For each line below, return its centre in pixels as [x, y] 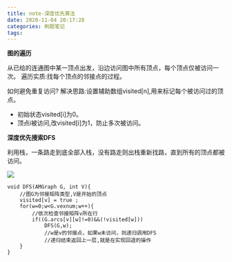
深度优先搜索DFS [31, 138]
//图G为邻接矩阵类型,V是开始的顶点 [63, 194]
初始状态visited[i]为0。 [50, 114]
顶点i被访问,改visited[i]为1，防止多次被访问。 [81, 123]
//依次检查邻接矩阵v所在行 [65, 214]
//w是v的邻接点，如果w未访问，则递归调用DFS [100, 233]
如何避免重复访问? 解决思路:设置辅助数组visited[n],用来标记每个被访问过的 [112, 91]
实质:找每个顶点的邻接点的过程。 [79, 77]
